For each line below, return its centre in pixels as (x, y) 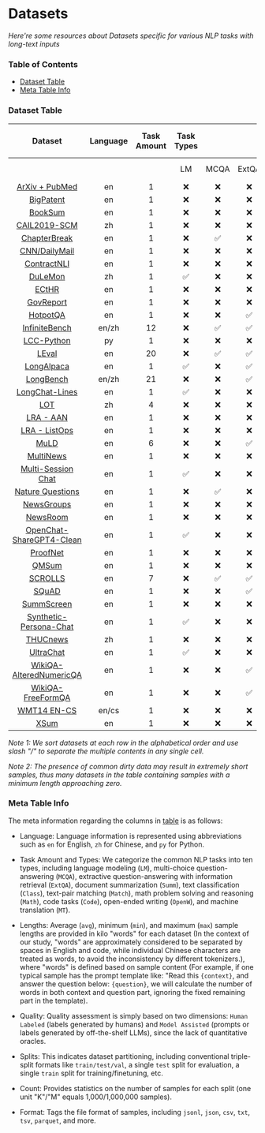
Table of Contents (43, 64)
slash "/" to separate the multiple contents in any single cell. (106, 751)
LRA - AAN (47, 417)
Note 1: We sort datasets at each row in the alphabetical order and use (123, 742)
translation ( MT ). (45, 910)
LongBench (47, 379)
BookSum (47, 212)
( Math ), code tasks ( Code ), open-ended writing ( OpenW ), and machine (129, 901)
